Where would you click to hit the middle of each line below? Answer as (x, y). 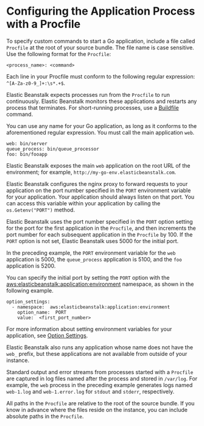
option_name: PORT (42, 312)
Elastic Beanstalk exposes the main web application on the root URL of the (98, 165)
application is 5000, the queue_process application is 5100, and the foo (94, 259)
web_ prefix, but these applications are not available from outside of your (97, 353)
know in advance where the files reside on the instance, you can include (97, 410)
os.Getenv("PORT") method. (40, 210)
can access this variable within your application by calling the (83, 203)
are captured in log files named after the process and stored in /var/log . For (102, 378)
